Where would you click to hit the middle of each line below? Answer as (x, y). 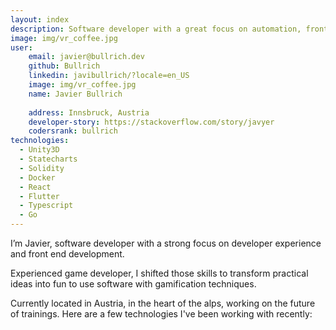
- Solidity (42, 168)
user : (21, 47)
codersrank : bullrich (73, 131)
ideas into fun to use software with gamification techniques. (133, 284)
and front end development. (67, 254)
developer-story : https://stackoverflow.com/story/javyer (151, 122)
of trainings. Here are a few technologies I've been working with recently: (161, 314)
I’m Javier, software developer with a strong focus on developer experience (166, 243)
